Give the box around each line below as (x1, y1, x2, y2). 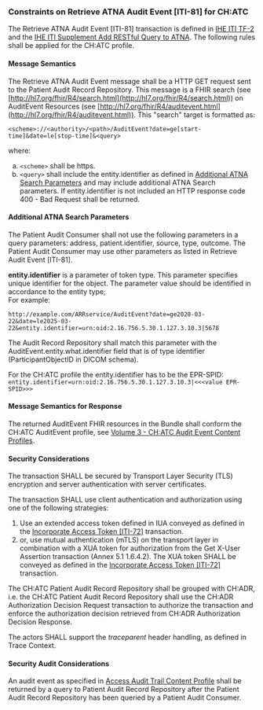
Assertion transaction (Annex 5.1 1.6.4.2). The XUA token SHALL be (19, 552, 237, 561)
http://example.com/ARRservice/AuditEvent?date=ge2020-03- (8, 310, 206, 318)
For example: (8, 295, 51, 304)
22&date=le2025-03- (8, 317, 72, 325)
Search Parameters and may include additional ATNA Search (19, 178, 216, 187)
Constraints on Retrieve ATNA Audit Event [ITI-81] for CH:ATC (8, 6, 249, 17)
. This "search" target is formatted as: (133, 109, 255, 120)
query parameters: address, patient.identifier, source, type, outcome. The (8, 238, 246, 248)
